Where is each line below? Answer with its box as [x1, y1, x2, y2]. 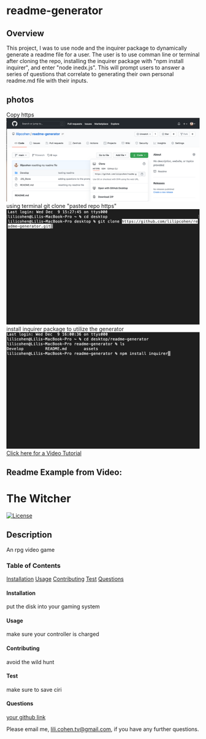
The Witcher [6, 492, 72, 506]
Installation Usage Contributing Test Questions [6, 575, 124, 583]
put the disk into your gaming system [6, 603, 100, 610]
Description [6, 530, 52, 540]
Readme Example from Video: [6, 467, 123, 477]
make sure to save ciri [6, 686, 63, 693]
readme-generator [6, 4, 103, 18]
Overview [6, 28, 45, 39]
